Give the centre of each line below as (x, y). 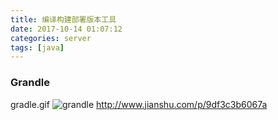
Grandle (30, 83)
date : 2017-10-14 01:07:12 (66, 29)
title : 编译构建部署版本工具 (63, 19)
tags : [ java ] (37, 47)
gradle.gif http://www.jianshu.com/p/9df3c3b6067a (139, 104)
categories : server (51, 38)
